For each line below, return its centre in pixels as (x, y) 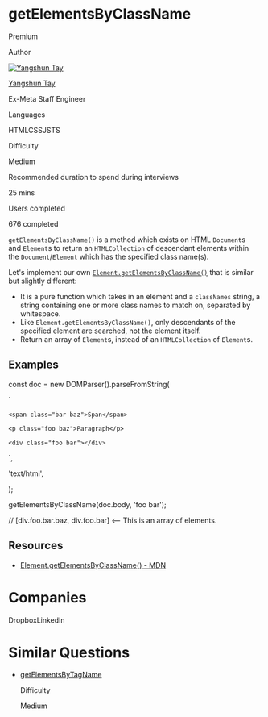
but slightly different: (43, 281)
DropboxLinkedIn (37, 620)
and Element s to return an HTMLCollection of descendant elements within (129, 248)
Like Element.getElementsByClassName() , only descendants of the (128, 322)
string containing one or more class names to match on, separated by (135, 305)
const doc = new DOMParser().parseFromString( (89, 384)
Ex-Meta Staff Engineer (47, 98)
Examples (33, 365)
